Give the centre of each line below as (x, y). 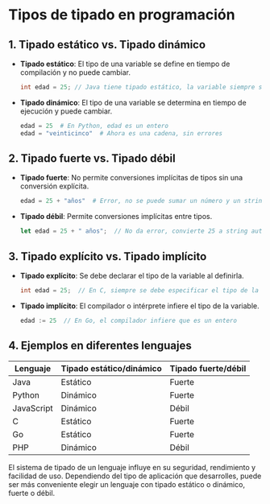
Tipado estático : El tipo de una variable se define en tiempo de (125, 64)
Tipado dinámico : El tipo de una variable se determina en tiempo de (133, 102)
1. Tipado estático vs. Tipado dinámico (107, 45)
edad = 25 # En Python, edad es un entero (94, 126)
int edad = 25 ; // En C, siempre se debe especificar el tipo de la (139, 291)
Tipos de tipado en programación (122, 15)
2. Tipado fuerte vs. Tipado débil (92, 159)
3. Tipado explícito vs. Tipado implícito (108, 256)
